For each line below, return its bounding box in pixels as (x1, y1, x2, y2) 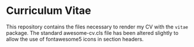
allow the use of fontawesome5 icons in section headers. (6, 35, 144, 42)
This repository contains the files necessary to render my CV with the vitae (6, 23, 189, 30)
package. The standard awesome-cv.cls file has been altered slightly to (6, 29, 179, 36)
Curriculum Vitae (6, 4, 91, 17)
